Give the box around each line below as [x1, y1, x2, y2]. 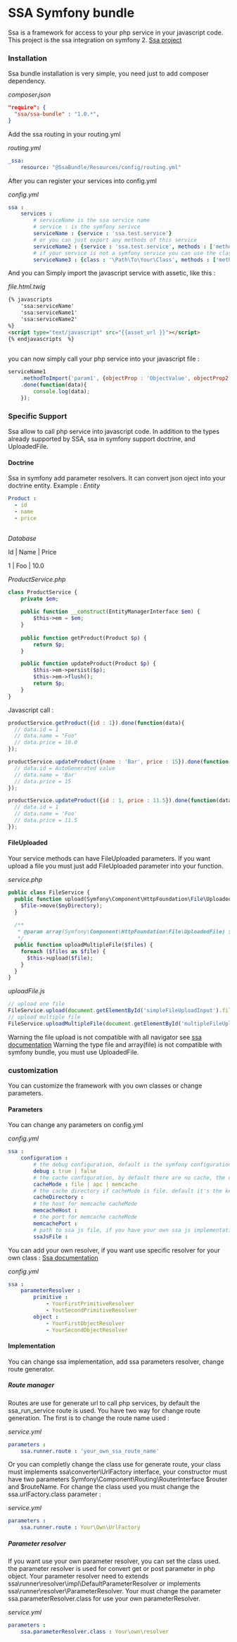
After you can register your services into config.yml [8, 176, 158, 185]
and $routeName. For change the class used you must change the [8, 1483, 200, 1491]
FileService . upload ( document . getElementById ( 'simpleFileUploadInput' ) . [8, 1007, 222, 1014]
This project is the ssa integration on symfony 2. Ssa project [8, 35, 182, 44]
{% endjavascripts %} [8, 335, 75, 342]
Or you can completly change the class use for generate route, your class [8, 1460, 221, 1469]
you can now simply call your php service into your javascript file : [8, 354, 200, 363]
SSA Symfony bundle [8, 5, 135, 21]
